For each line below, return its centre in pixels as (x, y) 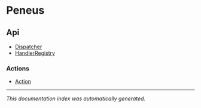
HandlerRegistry (35, 53)
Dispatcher (28, 47)
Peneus (25, 10)
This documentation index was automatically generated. (76, 98)
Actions (18, 68)
